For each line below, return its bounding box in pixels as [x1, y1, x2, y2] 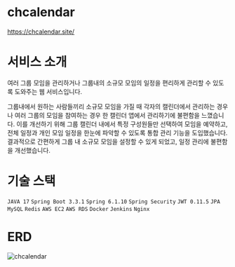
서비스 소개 [7, 54, 67, 70]
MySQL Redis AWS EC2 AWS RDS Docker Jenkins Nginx [7, 205, 150, 212]
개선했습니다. [14, 146, 51, 154]
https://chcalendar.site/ [7, 27, 75, 36]
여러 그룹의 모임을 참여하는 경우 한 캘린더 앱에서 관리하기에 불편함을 [14, 111, 200, 119]
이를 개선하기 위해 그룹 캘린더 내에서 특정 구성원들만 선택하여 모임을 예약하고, [16, 120, 228, 128]
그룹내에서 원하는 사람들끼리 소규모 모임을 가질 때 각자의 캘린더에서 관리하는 [7, 102, 215, 111]
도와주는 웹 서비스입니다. [14, 87, 83, 95]
